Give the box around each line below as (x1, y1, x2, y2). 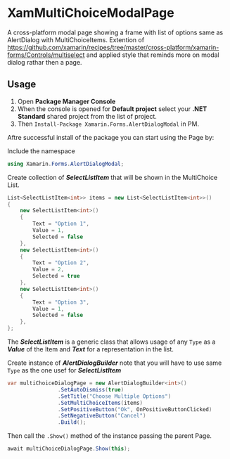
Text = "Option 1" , (32, 220, 90, 228)
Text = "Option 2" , (32, 259, 90, 266)
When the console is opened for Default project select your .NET (17, 104, 207, 113)
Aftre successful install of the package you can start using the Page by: (7, 133, 215, 141)
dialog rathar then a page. (7, 58, 82, 66)
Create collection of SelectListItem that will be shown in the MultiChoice (7, 173, 218, 181)
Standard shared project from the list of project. (17, 112, 157, 120)
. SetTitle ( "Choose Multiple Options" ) (57, 392, 172, 400)
